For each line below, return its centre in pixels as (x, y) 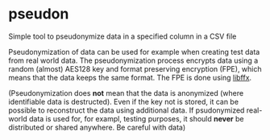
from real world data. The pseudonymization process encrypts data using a (133, 60)
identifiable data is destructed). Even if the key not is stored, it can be (124, 101)
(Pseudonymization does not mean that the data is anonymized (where (126, 93)
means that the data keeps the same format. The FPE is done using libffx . (130, 77)
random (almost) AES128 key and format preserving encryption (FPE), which (135, 68)
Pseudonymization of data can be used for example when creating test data (134, 51)
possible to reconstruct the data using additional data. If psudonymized (127, 110)
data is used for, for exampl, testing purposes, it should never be (136, 118)
